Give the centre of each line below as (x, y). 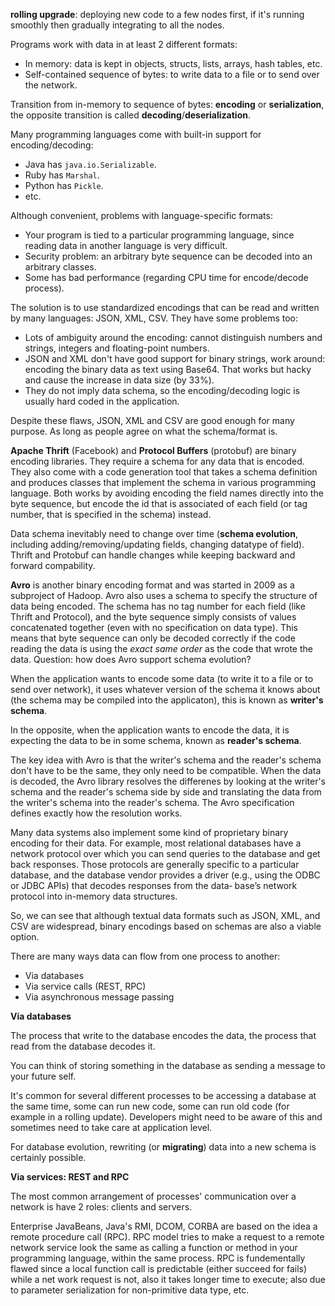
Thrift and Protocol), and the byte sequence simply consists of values (153, 617)
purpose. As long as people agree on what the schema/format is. (144, 431)
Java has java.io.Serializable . (90, 164)
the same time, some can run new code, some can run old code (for (150, 1106)
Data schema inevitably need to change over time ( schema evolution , (154, 533)
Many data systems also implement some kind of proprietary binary (149, 832)
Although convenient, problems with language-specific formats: (141, 215)
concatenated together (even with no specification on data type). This (154, 627)
